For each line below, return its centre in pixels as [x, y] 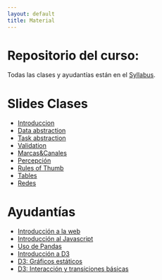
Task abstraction [42, 138]
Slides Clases [48, 104]
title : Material [31, 21]
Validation [32, 146]
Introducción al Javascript [55, 239]
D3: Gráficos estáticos [50, 262]
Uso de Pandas [39, 246]
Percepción [34, 161]
